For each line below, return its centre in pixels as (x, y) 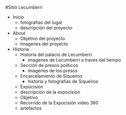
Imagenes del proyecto (44, 44)
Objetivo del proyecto (43, 38)
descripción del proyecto (46, 28)
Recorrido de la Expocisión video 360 (59, 103)
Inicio (18, 17)
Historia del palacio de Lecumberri (56, 54)
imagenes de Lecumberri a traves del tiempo (74, 60)
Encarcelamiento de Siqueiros (51, 76)
